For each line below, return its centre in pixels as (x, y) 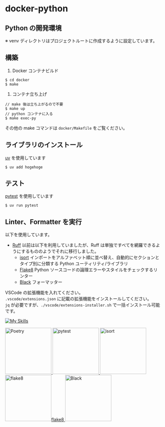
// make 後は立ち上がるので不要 (34, 104)
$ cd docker (17, 80)
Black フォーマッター (41, 282)
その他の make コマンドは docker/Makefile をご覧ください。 (66, 128)
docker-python (36, 9)
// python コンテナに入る (29, 114)
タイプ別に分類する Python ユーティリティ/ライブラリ (74, 264)
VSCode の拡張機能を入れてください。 (44, 293)
